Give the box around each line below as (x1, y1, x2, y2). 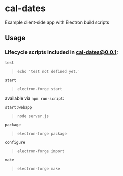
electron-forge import (17, 148, 65, 154)
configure (5, 140, 26, 145)
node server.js (17, 113, 49, 119)
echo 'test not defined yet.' (17, 69, 81, 74)
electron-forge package (17, 131, 67, 136)
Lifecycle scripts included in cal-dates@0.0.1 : (5, 49, 119, 56)
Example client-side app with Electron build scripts (5, 19, 110, 25)
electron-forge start (17, 86, 62, 91)
